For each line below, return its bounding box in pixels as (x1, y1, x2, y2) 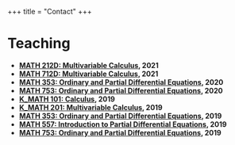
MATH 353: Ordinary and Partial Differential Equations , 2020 (18, 77, 224, 86)
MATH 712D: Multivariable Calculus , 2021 (18, 69, 159, 78)
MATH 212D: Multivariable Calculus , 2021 (18, 60, 160, 70)
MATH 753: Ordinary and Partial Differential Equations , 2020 (18, 86, 223, 95)
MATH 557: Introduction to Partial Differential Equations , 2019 (18, 119, 227, 129)
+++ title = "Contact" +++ (7, 7, 92, 16)
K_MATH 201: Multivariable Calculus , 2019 (18, 102, 164, 112)
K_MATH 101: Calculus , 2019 (18, 94, 116, 104)
